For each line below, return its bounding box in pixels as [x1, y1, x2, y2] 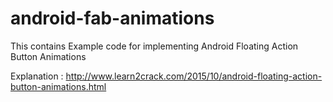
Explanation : [10, 70, 64, 82]
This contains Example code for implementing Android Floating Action [10, 40, 299, 52]
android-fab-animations [10, 7, 215, 30]
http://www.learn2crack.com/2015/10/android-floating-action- [65, 70, 323, 82]
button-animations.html [10, 80, 107, 92]
